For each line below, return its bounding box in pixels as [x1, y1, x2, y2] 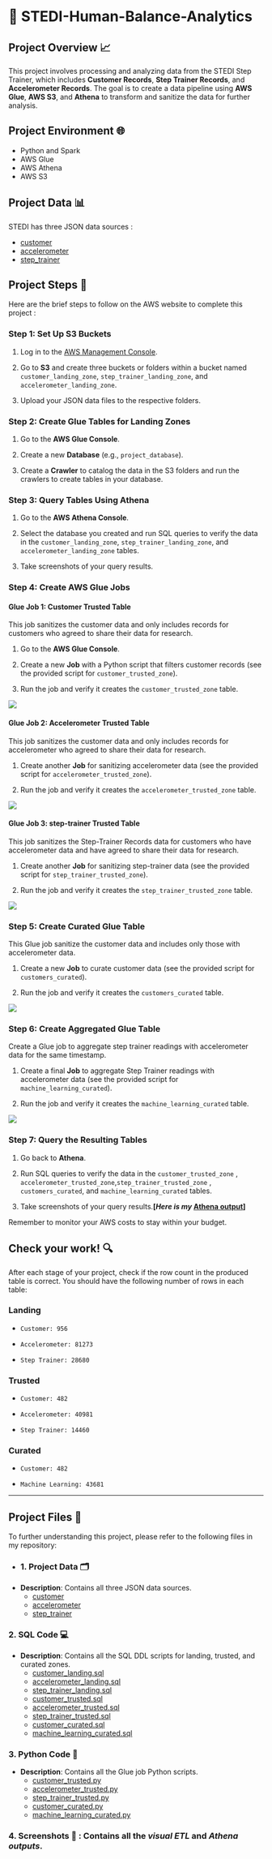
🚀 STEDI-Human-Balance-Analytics [8, 7, 253, 26]
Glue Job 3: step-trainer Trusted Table [8, 818, 140, 828]
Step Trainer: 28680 [19, 1356, 90, 1364]
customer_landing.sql [32, 1668, 104, 1677]
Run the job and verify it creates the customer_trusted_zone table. [19, 685, 239, 694]
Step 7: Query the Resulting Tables [8, 1135, 147, 1146]
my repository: [8, 1540, 57, 1550]
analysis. [8, 101, 38, 110]
